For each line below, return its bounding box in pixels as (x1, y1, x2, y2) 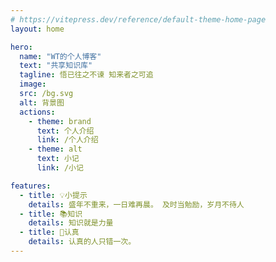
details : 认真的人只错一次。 (28, 237, 137, 247)
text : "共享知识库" (19, 61, 93, 71)
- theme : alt (28, 144, 83, 155)
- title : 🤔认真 (19, 227, 80, 238)
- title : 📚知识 (19, 209, 83, 219)
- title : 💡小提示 (19, 190, 88, 200)
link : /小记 (36, 163, 84, 173)
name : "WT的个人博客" (19, 51, 102, 61)
